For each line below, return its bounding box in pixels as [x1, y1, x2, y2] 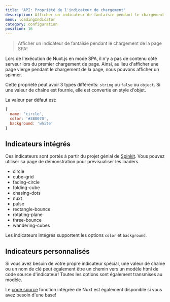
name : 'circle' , [10, 111, 44, 116]
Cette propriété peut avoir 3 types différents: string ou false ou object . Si [5, 82, 161, 88]
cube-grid [12, 174, 34, 180]
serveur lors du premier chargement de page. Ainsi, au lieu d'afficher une [5, 61, 159, 67]
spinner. [5, 72, 22, 78]
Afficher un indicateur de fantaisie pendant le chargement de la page [17, 40, 162, 46]
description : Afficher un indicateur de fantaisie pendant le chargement [5, 12, 165, 17]
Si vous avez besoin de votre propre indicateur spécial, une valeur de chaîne [5, 260, 165, 267]
